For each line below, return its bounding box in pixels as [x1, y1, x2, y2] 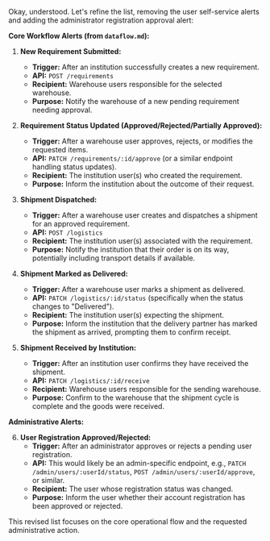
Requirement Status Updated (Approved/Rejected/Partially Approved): [19, 121, 263, 130]
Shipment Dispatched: [19, 195, 98, 204]
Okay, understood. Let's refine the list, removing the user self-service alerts [8, 7, 260, 16]
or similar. [31, 476, 65, 485]
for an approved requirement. [31, 219, 131, 228]
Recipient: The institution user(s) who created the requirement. [31, 171, 243, 180]
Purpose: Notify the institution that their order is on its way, [31, 245, 230, 254]
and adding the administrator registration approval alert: [8, 15, 194, 25]
